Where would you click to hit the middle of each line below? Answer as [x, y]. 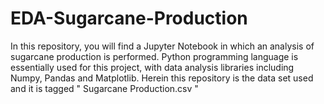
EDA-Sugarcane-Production [129, 18]
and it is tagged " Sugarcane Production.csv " [104, 88]
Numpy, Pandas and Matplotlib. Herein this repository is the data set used [162, 78]
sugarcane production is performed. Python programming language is [154, 56]
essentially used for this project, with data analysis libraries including [152, 67]
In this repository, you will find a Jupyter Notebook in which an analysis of [162, 46]
